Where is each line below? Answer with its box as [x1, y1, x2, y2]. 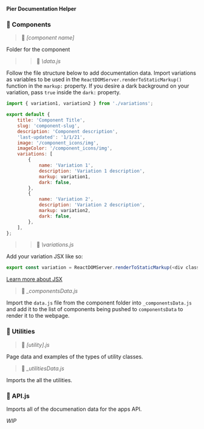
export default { [6, 112, 50, 118]
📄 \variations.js [36, 241, 74, 249]
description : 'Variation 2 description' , [38, 202, 146, 208]
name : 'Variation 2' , [38, 196, 94, 202]
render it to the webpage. [6, 312, 70, 320]
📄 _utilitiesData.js [21, 365, 65, 372]
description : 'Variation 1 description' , [38, 168, 146, 174]
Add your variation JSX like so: [6, 253, 83, 260]
